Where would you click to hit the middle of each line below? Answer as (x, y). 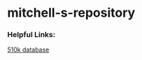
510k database (28, 50)
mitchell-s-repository (71, 13)
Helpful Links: (31, 35)
